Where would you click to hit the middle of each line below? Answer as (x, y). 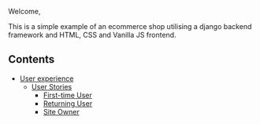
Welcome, (24, 11)
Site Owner (61, 111)
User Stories (52, 86)
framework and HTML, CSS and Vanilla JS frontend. (92, 35)
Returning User (68, 103)
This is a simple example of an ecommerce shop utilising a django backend (130, 26)
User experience (46, 78)
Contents (32, 59)
